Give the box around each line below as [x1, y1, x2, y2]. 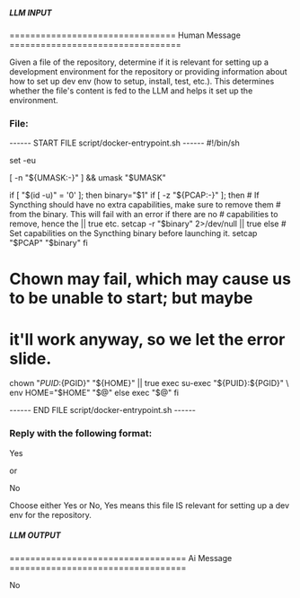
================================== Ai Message [9, 552, 233, 563]
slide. [9, 348, 52, 368]
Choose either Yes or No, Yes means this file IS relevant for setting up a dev [9, 499, 290, 511]
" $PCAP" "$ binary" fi [9, 238, 88, 249]
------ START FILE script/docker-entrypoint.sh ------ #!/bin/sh [9, 137, 240, 148]
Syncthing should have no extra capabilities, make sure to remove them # [9, 199, 281, 210]
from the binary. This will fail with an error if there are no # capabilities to [9, 209, 278, 220]
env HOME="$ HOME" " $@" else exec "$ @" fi [9, 387, 180, 399]
